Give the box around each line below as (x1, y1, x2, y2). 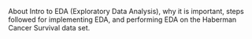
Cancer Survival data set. (8, 23, 91, 32)
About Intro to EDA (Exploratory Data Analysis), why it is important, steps (8, 7, 244, 16)
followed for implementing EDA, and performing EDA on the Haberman (8, 15, 237, 24)
